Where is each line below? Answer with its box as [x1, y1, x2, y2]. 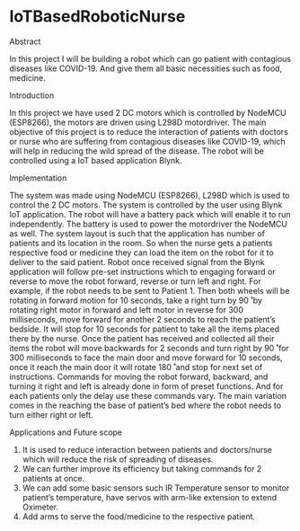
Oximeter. [22, 501, 58, 512]
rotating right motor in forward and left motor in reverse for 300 [9, 304, 244, 315]
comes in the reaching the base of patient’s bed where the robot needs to [9, 400, 281, 411]
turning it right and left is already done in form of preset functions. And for [9, 380, 284, 392]
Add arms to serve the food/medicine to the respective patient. [22, 510, 256, 522]
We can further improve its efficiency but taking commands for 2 [22, 463, 262, 473]
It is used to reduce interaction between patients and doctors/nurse [22, 444, 272, 455]
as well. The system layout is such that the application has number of [9, 227, 265, 239]
